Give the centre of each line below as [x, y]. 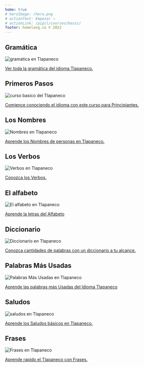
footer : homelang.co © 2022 [33, 28]
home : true [16, 9]
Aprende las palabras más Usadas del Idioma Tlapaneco [61, 287]
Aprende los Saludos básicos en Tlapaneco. [49, 323]
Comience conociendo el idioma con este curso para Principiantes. [72, 105]
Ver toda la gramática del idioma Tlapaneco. [49, 68]
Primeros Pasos [29, 84]
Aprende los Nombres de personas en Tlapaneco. [55, 141]
